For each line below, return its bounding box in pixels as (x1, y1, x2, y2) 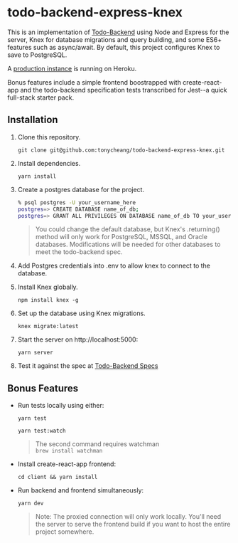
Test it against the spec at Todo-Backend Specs (17, 362, 158, 370)
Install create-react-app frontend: (17, 460, 116, 468)
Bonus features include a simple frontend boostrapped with (7, 78, 181, 86)
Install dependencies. (17, 159, 81, 167)
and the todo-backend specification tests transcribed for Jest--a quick (20, 85, 227, 94)
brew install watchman (35, 448, 103, 455)
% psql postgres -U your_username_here (17, 199, 136, 206)
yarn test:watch (17, 428, 66, 435)
